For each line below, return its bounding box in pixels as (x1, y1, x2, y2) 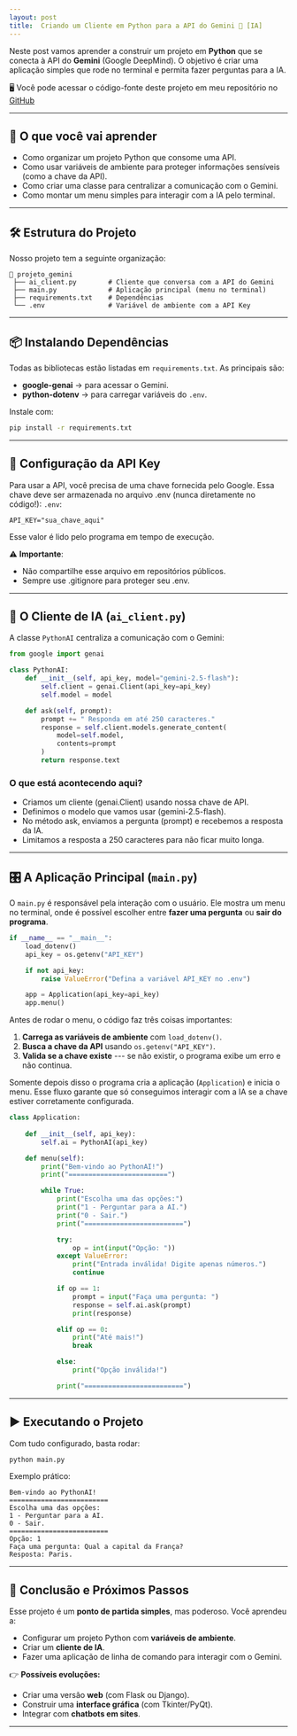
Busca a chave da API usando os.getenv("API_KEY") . (21, 1041, 217, 1052)
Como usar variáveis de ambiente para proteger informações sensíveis (21, 161, 280, 173)
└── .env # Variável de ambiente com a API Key (12, 301, 251, 310)
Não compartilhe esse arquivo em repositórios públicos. (21, 565, 226, 576)
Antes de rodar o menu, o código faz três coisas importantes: (9, 1015, 232, 1025)
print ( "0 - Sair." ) (56, 1211, 128, 1219)
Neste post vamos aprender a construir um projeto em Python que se (9, 45, 263, 56)
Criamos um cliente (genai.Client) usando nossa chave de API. (21, 797, 249, 807)
